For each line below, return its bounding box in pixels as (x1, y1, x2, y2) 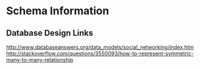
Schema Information (6, 4, 110, 18)
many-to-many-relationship (6, 57, 73, 63)
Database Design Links (6, 28, 93, 38)
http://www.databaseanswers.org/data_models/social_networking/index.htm (6, 43, 194, 51)
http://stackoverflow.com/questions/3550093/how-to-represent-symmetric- (6, 50, 194, 57)
